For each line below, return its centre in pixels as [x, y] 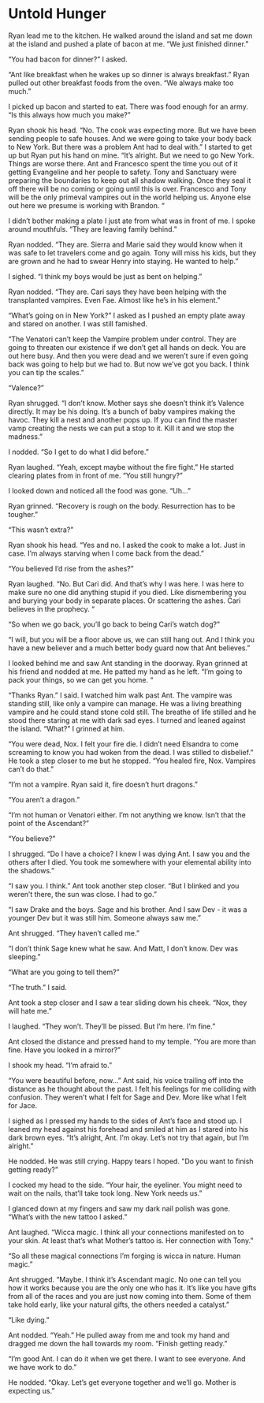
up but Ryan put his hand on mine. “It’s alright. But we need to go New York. [131, 155]
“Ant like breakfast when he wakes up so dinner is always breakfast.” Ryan [129, 74]
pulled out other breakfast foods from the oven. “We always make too [121, 83]
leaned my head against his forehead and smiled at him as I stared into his [128, 1129]
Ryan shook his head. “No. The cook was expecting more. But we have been [132, 130]
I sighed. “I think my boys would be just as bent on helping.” [105, 276]
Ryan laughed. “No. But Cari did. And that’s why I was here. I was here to [126, 583]
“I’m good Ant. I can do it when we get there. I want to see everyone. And [127, 1358]
